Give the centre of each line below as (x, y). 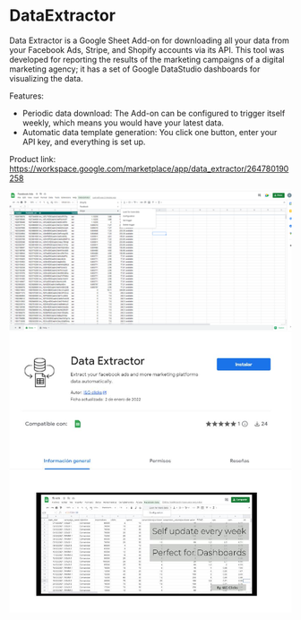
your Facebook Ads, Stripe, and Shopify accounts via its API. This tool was (147, 49)
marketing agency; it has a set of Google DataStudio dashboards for (135, 69)
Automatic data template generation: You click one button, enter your (150, 132)
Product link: (33, 159)
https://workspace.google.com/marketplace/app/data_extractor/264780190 (149, 168)
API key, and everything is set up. (84, 142)
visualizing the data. (46, 78)
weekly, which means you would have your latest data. (123, 123)
